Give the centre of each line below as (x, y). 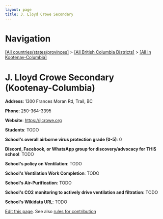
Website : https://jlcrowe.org (34, 121)
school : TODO (20, 154)
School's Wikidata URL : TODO (36, 202)
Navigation (28, 39)
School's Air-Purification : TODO (39, 183)
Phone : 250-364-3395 (28, 111)
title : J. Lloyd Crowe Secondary (39, 14)
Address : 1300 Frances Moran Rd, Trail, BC (49, 101)
